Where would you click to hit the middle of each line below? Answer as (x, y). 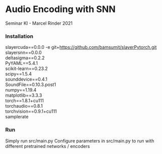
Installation (19, 36)
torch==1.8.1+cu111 (24, 101)
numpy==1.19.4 (21, 90)
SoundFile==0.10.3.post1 (31, 85)
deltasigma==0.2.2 (25, 58)
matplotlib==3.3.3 (24, 95)
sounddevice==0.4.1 (26, 80)
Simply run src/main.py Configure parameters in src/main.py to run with (80, 141)
